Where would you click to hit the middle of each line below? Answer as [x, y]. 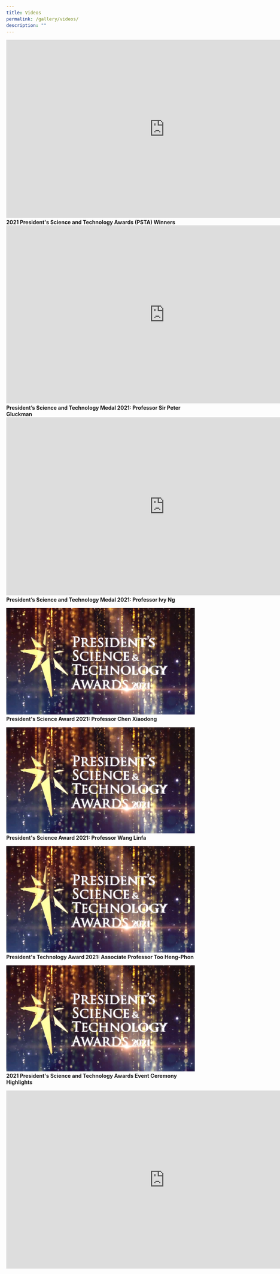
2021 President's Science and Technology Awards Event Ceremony [92, 1076]
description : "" [26, 25]
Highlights [19, 1082]
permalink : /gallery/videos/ [42, 19]
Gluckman [19, 414]
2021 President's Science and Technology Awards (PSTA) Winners [91, 223]
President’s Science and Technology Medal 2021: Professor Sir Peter [93, 408]
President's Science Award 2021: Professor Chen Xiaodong [82, 719]
